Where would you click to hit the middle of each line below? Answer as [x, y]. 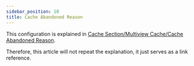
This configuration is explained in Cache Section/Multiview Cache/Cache [95, 34]
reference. [19, 58]
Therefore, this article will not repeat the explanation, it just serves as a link [97, 51]
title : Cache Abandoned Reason [45, 17]
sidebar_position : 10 [33, 11]
